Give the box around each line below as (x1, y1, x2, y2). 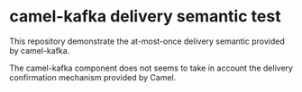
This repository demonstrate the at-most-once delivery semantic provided (9, 36, 286, 46)
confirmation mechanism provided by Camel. (9, 71, 177, 82)
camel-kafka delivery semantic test (9, 6, 281, 27)
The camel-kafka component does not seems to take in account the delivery (9, 63, 293, 73)
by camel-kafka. (9, 45, 70, 55)
